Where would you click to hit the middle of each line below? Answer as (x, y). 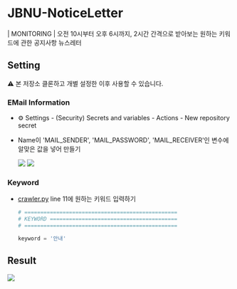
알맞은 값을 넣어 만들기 (49, 149)
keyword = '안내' (42, 238)
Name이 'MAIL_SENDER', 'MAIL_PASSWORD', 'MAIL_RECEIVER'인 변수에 (123, 140)
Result (22, 261)
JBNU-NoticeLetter (65, 13)
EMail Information (39, 103)
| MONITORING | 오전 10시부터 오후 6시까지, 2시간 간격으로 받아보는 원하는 (112, 33)
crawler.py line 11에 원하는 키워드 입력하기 (77, 199)
